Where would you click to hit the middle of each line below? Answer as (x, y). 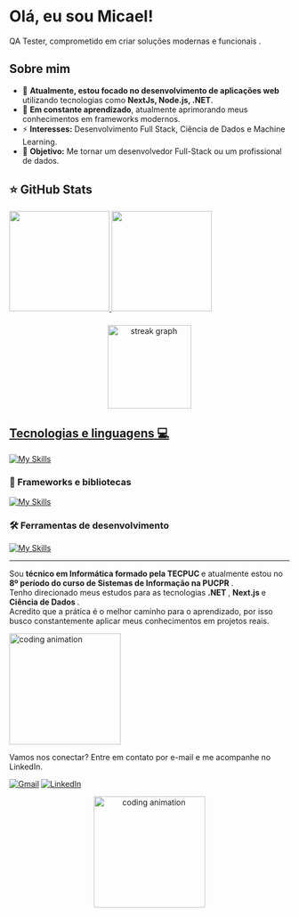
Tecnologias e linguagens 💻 (89, 433)
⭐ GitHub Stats (51, 190)
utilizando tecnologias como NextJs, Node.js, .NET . (117, 100)
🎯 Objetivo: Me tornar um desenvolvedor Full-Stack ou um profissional (152, 151)
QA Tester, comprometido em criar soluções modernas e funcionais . (135, 41)
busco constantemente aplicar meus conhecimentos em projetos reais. (139, 621)
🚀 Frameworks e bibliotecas (70, 483)
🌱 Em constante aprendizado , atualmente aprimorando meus (135, 110)
